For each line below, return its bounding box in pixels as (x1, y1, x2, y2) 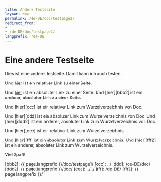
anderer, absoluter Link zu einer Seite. (5, 95, 81, 100)
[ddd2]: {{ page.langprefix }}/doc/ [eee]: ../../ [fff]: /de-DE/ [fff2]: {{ (5, 166, 139, 172)
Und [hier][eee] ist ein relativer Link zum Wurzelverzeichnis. (5, 127, 125, 133)
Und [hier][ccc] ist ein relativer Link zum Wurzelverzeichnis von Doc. (5, 104, 143, 110)
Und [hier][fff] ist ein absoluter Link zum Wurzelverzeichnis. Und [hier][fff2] (5, 137, 156, 143)
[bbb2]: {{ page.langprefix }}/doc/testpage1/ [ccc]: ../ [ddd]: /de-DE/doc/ (5, 161, 151, 167)
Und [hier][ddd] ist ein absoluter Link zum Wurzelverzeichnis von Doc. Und (5, 113, 155, 119)
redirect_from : (5, 20, 36, 26)
